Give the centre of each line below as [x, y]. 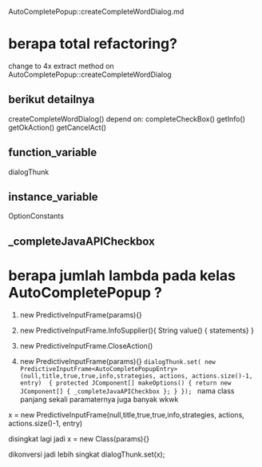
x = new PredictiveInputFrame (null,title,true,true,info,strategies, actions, [127, 414]
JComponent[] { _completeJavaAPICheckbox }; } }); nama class [127, 390]
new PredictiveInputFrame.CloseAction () [86, 345]
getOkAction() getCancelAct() [57, 127]
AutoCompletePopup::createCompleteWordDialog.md [96, 12]
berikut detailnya [52, 100]
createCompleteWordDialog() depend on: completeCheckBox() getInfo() [127, 118]
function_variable [53, 152]
